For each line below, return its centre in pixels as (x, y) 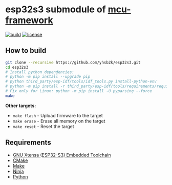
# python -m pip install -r (35, 86)
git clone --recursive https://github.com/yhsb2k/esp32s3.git (73, 63)
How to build (26, 50)
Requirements (28, 143)
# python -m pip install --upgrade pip (48, 77)
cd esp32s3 (17, 67)
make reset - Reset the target (43, 126)
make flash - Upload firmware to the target (58, 115)
